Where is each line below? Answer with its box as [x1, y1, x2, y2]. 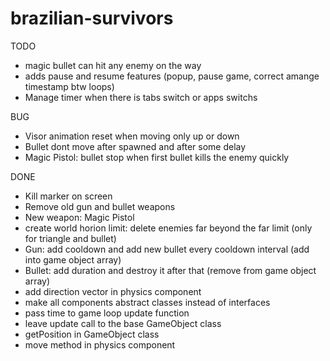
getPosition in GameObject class [24, 328, 160, 340]
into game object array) [24, 253, 122, 266]
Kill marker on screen [24, 190, 113, 202]
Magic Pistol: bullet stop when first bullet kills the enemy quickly [24, 151, 290, 163]
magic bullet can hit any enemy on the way [24, 59, 202, 71]
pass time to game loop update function [24, 307, 190, 319]
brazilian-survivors [10, 7, 174, 30]
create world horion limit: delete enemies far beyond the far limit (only [24, 222, 313, 234]
